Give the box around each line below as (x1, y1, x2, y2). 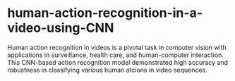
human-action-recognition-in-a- (7, 5, 203, 21)
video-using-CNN (7, 20, 114, 36)
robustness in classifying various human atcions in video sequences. (7, 66, 208, 74)
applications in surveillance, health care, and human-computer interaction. (7, 51, 224, 59)
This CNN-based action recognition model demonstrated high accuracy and (7, 58, 228, 66)
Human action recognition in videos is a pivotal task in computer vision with (7, 43, 227, 51)
